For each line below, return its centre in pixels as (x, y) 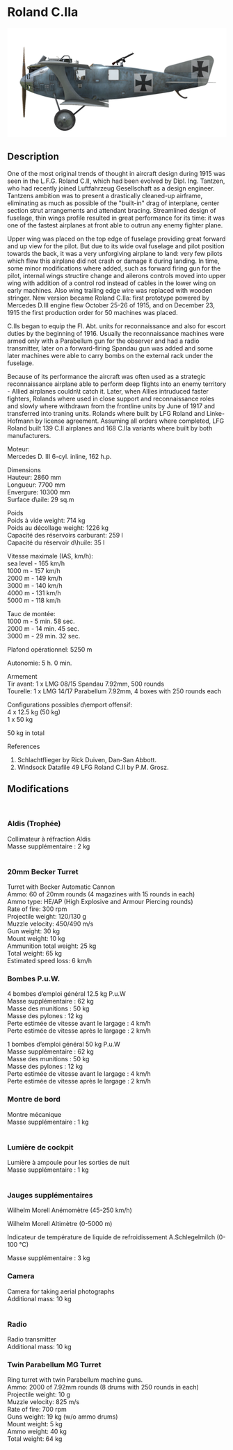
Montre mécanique (34, 1114)
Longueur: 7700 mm (37, 485)
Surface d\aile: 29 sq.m (41, 499)
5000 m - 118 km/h (34, 600)
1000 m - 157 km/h (34, 570)
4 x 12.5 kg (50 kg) (34, 712)
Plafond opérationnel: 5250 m (50, 649)
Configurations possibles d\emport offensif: (70, 704)
